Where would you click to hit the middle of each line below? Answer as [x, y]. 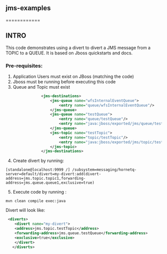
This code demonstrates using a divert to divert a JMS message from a [78, 48]
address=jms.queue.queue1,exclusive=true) [50, 183]
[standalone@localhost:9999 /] [38, 170]
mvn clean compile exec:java [36, 201]
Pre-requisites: [24, 65]
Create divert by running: [38, 161]
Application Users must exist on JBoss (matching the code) [73, 76]
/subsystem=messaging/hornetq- [104, 170]
